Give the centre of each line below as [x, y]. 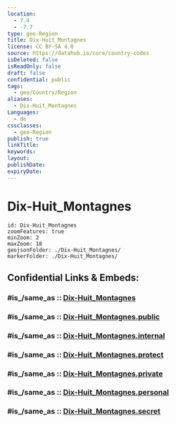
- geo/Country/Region [45, 93]
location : [22, 14]
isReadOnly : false [34, 66]
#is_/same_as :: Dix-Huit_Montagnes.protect [86, 355]
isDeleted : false [33, 60]
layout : [19, 159]
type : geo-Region [33, 34]
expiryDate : [25, 171]
